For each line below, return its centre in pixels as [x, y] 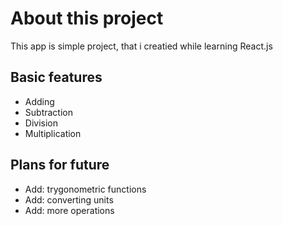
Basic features [56, 77]
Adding [39, 101]
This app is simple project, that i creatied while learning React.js [141, 46]
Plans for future [60, 165]
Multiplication [53, 133]
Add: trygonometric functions [85, 189]
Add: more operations [69, 210]
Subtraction [48, 112]
